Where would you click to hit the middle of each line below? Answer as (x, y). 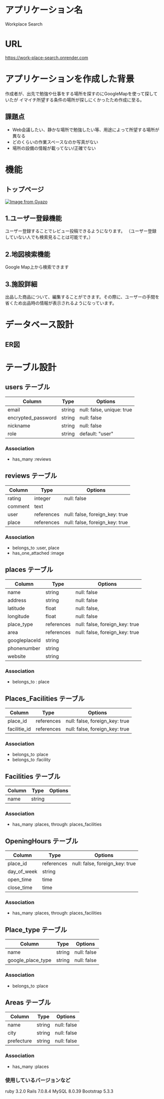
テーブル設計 (31, 367)
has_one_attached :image (38, 553)
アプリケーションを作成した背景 (70, 79)
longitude (18, 616)
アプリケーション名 (44, 10)
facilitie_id (19, 729)
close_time (20, 888)
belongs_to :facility (31, 760)
